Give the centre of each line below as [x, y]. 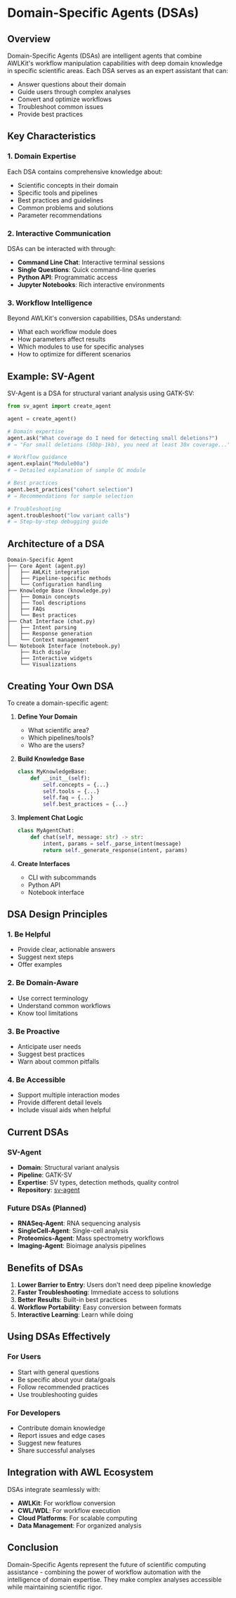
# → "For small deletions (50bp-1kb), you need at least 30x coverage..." [119, 444]
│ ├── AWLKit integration [48, 572]
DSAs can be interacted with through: [61, 248]
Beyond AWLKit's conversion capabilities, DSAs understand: [94, 318]
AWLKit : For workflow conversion [66, 1503]
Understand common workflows [64, 1005]
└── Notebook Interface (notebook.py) [64, 646]
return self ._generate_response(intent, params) [116, 850]
